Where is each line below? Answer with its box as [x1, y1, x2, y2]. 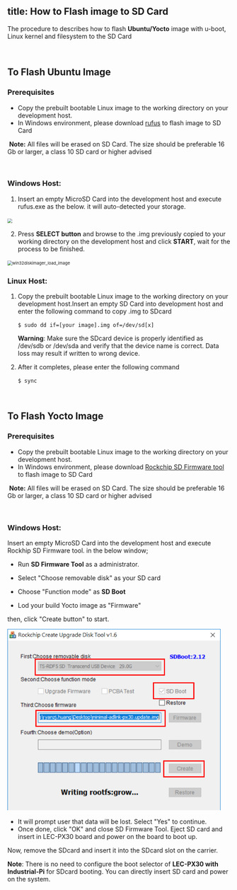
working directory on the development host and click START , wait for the [17, 237, 231, 245]
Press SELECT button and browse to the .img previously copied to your [17, 229, 226, 238]
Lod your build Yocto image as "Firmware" [17, 601, 141, 610]
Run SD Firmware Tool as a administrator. [17, 560, 139, 569]
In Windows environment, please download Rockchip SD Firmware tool [17, 463, 224, 471]
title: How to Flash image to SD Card [7, 6, 168, 18]
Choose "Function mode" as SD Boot [17, 587, 126, 596]
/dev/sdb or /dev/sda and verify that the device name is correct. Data [17, 342, 219, 350]
